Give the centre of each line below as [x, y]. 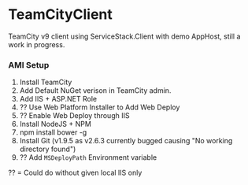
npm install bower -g [53, 132]
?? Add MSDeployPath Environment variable [88, 157]
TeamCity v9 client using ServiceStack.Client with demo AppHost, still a [124, 36]
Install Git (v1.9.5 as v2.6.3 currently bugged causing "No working [126, 141]
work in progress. [37, 44]
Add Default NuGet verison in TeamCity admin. [95, 91]
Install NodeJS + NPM [56, 124]
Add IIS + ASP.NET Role [58, 99]
